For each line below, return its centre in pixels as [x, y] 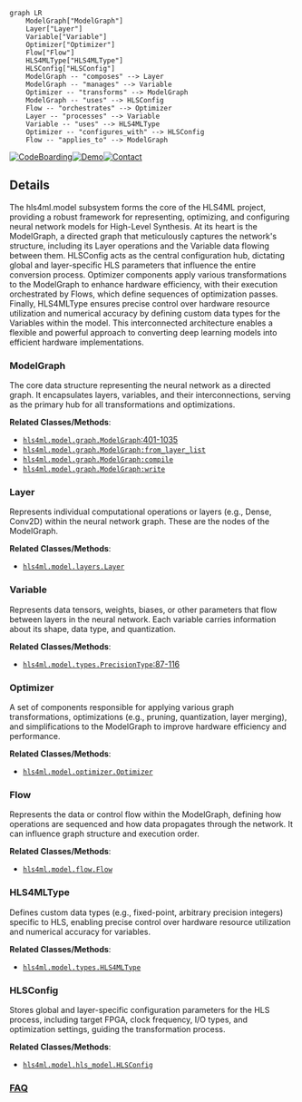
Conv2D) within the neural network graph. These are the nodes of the [140, 522]
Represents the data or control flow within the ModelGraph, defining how [146, 814]
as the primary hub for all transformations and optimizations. [122, 405]
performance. [35, 736]
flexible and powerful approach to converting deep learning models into [143, 332]
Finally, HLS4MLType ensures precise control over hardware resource [140, 303]
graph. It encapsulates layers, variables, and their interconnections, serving [150, 395]
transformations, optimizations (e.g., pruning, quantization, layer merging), [148, 717]
